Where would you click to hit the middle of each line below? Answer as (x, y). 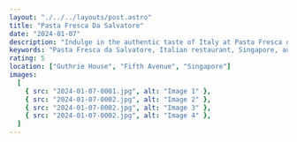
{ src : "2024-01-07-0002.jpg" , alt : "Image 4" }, (118, 116)
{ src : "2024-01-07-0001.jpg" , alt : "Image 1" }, (118, 91)
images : (23, 75)
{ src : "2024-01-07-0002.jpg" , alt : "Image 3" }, (118, 108)
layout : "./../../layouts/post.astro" (80, 17)
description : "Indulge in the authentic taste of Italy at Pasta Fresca (146, 42)
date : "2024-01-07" (45, 34)
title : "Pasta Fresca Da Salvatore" (76, 26)
